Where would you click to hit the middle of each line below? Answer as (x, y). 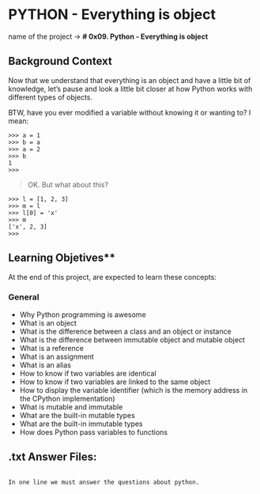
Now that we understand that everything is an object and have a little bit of (130, 80)
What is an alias (45, 364)
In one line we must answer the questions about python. (104, 482)
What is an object (48, 322)
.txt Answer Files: (53, 457)
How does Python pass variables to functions (94, 432)
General (24, 297)
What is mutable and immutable (71, 407)
